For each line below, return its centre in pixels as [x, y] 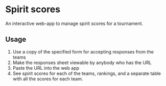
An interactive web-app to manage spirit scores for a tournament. [74, 23]
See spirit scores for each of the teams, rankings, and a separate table [87, 73]
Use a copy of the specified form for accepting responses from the [83, 51]
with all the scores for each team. [48, 79]
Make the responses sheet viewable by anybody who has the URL [82, 63]
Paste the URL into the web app [46, 68]
